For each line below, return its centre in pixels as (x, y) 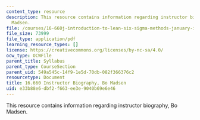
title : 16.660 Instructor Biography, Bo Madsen (66, 83)
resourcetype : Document (36, 77)
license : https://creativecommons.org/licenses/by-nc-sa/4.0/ (85, 50)
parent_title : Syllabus (36, 61)
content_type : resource (36, 12)
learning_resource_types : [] (42, 45)
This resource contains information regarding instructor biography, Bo (92, 105)
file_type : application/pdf (41, 39)
